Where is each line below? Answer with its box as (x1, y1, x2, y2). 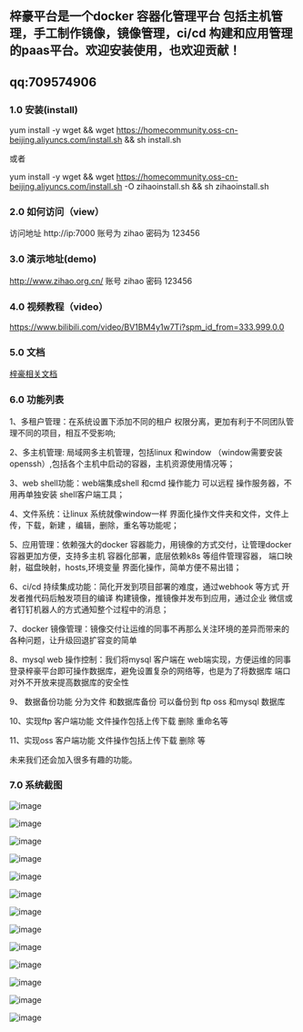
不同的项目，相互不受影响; (16, 427, 116, 438)
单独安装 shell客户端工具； (25, 488, 126, 499)
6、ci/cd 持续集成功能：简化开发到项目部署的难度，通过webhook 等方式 (9, 581, 280, 592)
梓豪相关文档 (9, 368, 57, 380)
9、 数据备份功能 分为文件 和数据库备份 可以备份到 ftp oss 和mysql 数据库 (9, 696, 286, 707)
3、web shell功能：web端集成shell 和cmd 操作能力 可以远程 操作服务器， (9, 477, 285, 488)
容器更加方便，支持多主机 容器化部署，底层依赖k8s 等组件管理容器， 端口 (9, 550, 285, 561)
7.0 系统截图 (9, 779, 63, 792)
